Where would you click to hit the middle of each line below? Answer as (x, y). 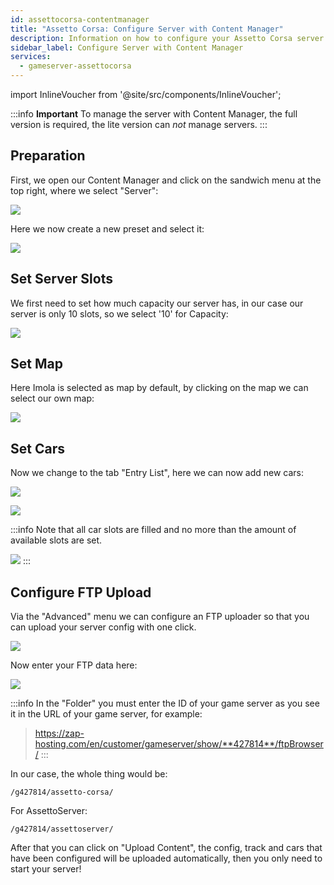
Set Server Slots (61, 279)
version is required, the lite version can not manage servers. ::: (139, 124)
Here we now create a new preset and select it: (107, 228)
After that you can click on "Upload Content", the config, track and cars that (166, 848)
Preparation (48, 156)
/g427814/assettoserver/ (62, 829)
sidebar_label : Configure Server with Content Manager (127, 47)
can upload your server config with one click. (103, 627)
